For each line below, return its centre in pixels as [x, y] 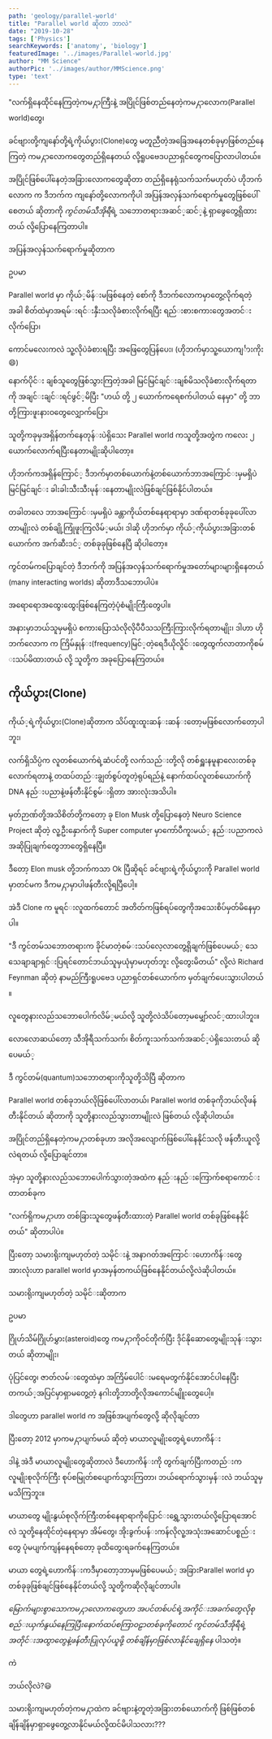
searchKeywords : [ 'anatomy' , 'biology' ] [78, 46]
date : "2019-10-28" [41, 31]
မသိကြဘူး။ [27, 1493]
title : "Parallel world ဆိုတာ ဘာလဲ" [70, 24]
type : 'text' [30, 76]
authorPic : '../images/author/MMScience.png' [86, 69]
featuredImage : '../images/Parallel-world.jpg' [91, 54]
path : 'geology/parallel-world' [63, 16]
